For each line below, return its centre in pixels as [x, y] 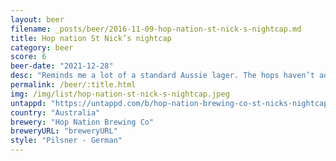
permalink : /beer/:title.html [73, 85]
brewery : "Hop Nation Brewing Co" [82, 122]
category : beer [42, 47]
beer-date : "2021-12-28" [62, 66]
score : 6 [28, 57]
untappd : [28, 103]
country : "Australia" [55, 112]
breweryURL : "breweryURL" [64, 131]
